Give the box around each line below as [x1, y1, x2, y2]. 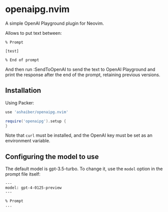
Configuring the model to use [5, 152, 99, 161]
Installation [5, 86, 41, 95]
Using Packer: [5, 99, 34, 105]
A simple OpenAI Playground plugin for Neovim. [5, 20, 104, 26]
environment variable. [5, 138, 50, 144]
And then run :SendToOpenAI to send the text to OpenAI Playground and [5, 66, 155, 72]
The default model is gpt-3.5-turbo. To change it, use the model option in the [5, 166, 163, 172]
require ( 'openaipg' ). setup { [5, 119, 66, 124]
